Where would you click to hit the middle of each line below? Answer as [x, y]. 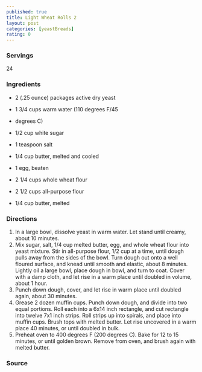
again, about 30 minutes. [46, 296]
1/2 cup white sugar [39, 132]
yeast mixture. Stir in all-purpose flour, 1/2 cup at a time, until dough [99, 251]
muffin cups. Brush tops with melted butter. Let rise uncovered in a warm [106, 322]
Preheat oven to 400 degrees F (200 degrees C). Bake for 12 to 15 [97, 335]
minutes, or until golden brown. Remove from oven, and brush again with [105, 341]
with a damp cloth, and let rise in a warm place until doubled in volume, [103, 277]
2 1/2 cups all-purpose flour [49, 191]
